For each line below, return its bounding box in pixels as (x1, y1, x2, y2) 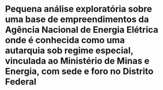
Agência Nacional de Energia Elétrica (5, 24, 159, 35)
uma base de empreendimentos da (5, 14, 149, 25)
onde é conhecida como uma (5, 35, 125, 46)
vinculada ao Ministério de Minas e (5, 55, 150, 67)
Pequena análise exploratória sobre (5, 3, 152, 15)
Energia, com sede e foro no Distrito (5, 66, 154, 77)
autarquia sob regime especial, (5, 45, 134, 56)
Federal (5, 76, 37, 88)
